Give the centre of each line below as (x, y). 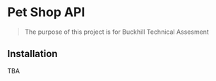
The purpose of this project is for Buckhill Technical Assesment (117, 32)
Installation (32, 54)
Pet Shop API (46, 12)
